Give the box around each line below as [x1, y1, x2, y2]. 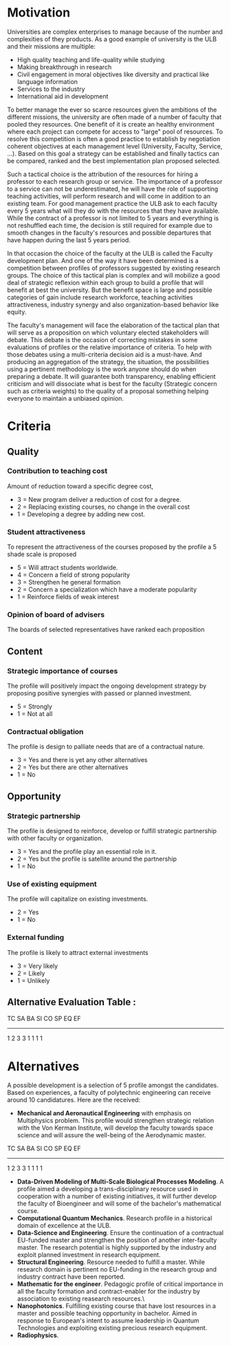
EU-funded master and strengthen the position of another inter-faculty [16, 1236, 217, 1244]
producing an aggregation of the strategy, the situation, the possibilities [7, 357, 210, 366]
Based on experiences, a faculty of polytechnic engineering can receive [7, 1089, 211, 1097]
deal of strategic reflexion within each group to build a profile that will [7, 278, 204, 286]
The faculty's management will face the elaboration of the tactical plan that [7, 321, 220, 329]
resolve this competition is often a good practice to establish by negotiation [7, 134, 221, 143]
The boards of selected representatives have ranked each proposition [7, 625, 205, 634]
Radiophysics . [16, 1331, 59, 1340]
